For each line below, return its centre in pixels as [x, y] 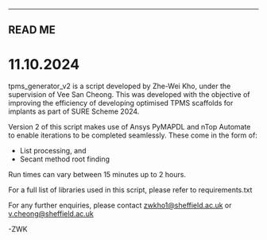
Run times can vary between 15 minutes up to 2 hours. [97, 175]
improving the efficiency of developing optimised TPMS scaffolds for [121, 103]
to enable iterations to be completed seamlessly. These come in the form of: [133, 135]
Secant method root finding [64, 159]
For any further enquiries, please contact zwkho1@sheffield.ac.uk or [120, 205]
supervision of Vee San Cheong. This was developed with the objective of [129, 95]
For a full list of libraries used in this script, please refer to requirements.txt [130, 190]
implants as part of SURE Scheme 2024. [74, 111]
